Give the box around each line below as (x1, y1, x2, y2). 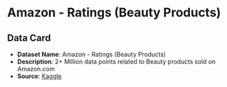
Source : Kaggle (17, 72, 62, 80)
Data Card (7, 32, 52, 44)
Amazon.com (17, 65, 55, 73)
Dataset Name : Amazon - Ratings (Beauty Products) (17, 50, 166, 58)
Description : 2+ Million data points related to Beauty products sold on (17, 58, 216, 66)
